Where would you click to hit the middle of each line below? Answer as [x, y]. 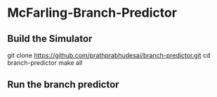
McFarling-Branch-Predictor [92, 13]
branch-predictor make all [45, 63]
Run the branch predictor [63, 85]
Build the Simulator [50, 39]
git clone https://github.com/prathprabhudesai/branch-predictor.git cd [109, 55]
